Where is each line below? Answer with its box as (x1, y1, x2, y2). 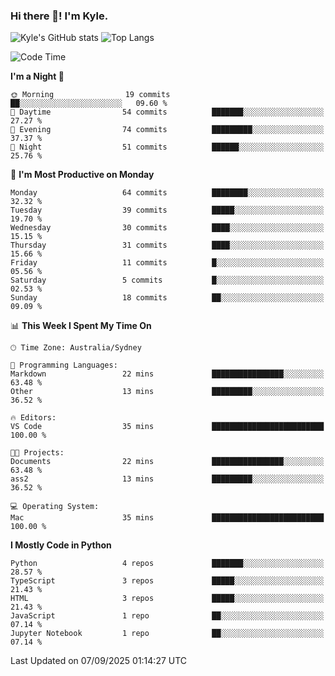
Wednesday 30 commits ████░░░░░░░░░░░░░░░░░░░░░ (10, 223, 325, 233)
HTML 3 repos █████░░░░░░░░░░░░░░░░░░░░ (10, 594, 325, 604)
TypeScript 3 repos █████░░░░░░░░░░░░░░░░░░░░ (10, 576, 325, 586)
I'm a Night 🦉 (10, 70, 65, 83)
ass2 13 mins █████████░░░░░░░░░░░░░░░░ (10, 474, 325, 484)
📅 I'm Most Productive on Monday (10, 169, 155, 181)
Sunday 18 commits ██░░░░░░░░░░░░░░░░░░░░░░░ (10, 293, 325, 303)
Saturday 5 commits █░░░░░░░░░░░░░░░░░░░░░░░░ (10, 275, 325, 286)
